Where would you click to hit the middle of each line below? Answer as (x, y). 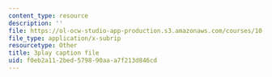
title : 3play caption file (54, 53)
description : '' (36, 23)
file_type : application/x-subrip (65, 38)
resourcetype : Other (43, 46)
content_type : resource (49, 16)
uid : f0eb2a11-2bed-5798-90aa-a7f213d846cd (83, 61)
